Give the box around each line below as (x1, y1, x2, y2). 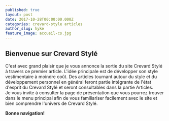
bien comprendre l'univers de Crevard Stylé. (5, 100, 98, 106)
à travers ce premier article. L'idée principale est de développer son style (5, 68, 158, 74)
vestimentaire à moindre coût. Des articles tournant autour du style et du (5, 74, 157, 80)
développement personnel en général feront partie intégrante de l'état (5, 79, 151, 85)
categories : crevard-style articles (5, 21, 83, 27)
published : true (5, 7, 40, 13)
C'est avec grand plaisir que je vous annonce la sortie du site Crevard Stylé (5, 63, 162, 69)
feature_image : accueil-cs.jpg (5, 31, 72, 36)
